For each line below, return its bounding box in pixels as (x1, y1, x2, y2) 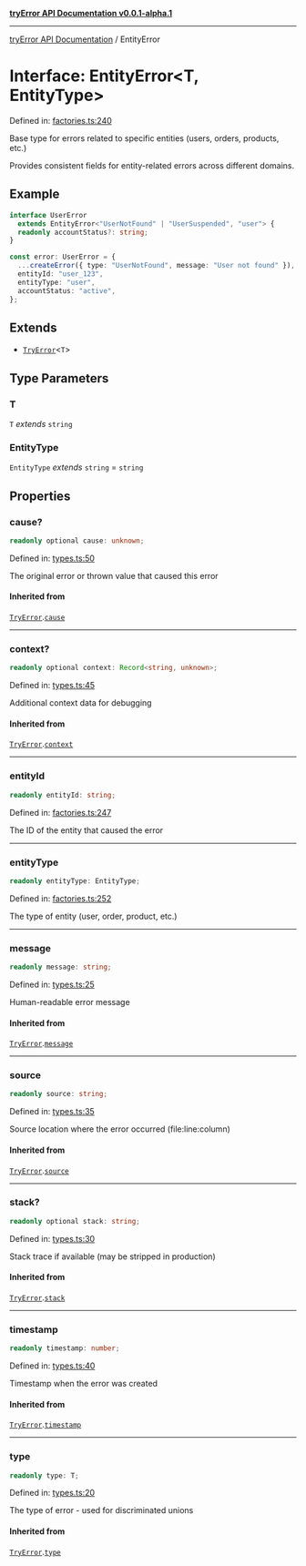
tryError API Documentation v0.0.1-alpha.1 (9, 8, 173, 18)
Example (9, 187, 60, 202)
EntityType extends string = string (9, 462, 144, 473)
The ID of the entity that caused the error (9, 824, 164, 836)
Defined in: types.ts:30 (9, 1233, 96, 1244)
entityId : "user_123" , (17, 269, 104, 279)
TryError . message (9, 1038, 74, 1049)
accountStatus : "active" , (17, 286, 117, 295)
